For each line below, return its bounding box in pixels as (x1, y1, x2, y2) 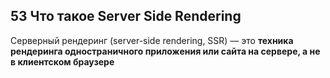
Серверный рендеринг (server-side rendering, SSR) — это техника (10, 34, 294, 46)
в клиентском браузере (10, 55, 115, 68)
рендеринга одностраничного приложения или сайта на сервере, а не (10, 45, 321, 57)
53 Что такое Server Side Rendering (10, 8, 242, 25)
